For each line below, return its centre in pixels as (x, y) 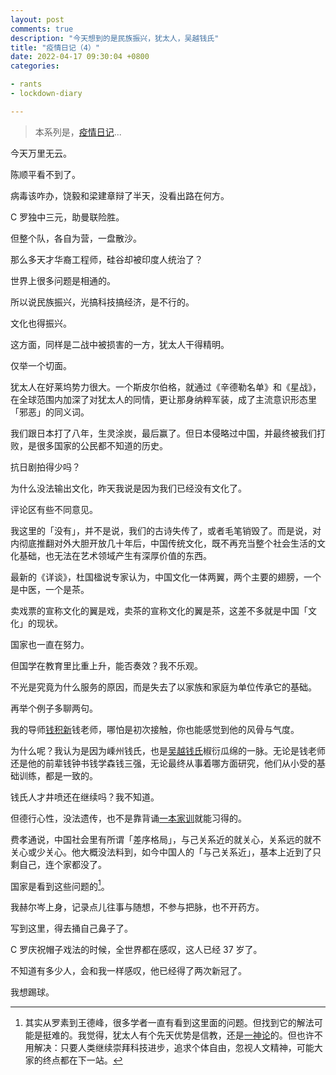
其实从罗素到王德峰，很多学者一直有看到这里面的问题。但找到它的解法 (169, 1023)
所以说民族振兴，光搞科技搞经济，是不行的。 (102, 302)
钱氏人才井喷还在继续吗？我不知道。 (85, 797)
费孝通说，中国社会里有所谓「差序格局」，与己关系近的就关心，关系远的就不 (166, 839)
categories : (35, 66)
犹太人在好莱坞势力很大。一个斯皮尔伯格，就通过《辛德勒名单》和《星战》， (166, 387)
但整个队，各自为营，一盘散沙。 (76, 238)
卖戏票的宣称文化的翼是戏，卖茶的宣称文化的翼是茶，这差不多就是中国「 (159, 610)
